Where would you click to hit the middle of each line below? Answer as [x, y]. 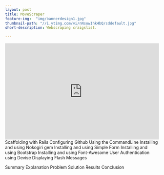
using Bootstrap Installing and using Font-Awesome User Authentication [77, 153]
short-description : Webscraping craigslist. [51, 28]
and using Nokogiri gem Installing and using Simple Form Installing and [76, 148]
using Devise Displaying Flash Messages [46, 158]
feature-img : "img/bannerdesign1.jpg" [46, 19]
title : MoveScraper [25, 14]
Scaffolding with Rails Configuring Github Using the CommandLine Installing [82, 142]
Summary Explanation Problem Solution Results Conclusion [65, 167]
